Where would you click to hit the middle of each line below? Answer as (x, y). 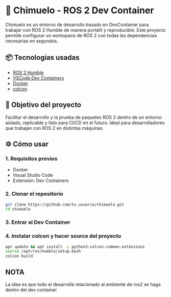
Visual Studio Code (33, 175)
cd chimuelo (18, 209)
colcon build (19, 256)
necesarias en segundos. (32, 41)
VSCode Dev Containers (38, 78)
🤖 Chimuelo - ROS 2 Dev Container (80, 10)
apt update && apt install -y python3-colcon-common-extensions (75, 247)
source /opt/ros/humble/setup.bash (43, 252)
